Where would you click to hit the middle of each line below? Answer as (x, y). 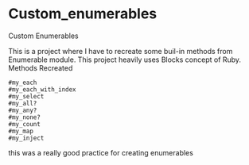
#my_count (25, 124)
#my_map (21, 131)
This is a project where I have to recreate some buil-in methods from (121, 51)
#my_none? (25, 117)
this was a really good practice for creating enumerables (101, 152)
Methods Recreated (41, 67)
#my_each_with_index (43, 89)
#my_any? (23, 110)
